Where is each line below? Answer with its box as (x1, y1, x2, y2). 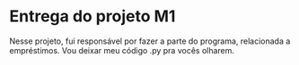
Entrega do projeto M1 (9, 6, 176, 27)
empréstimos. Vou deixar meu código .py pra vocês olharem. (9, 45, 235, 55)
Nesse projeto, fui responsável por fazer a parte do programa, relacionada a (9, 36, 291, 46)
